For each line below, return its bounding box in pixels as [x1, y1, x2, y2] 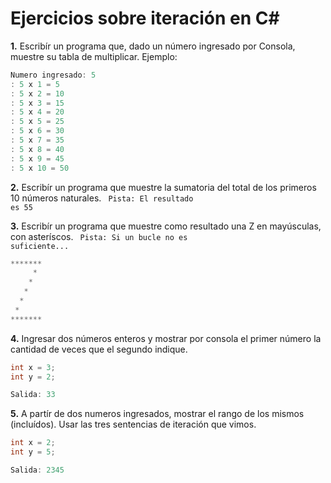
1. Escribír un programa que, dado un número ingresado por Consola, [10, 40, 296, 52]
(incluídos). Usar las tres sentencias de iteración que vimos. [10, 418, 257, 431]
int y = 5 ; [10, 447, 56, 457]
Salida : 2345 [10, 465, 65, 476]
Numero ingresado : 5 [10, 70, 97, 80]
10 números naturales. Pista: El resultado [10, 192, 194, 204]
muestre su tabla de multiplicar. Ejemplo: [10, 50, 178, 62]
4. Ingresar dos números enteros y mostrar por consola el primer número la [10, 332, 322, 344]
